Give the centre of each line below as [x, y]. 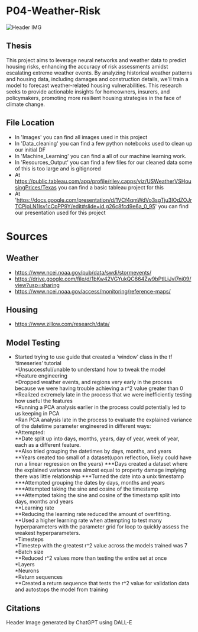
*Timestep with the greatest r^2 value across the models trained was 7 [101, 546]
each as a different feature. [48, 445]
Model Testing [33, 342]
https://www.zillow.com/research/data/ [62, 324]
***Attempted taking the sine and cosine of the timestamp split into [97, 495]
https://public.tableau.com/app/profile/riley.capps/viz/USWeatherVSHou [103, 181]
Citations [23, 608]
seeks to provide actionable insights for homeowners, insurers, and [88, 91]
